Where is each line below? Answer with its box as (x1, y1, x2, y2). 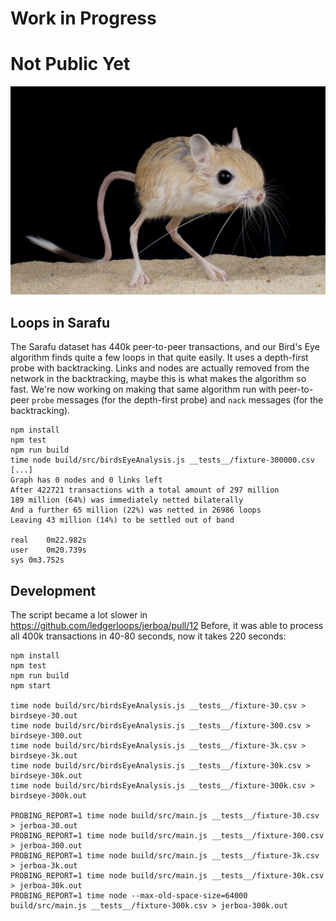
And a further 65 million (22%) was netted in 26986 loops (10, 505, 262, 516)
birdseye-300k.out (10, 790, 87, 801)
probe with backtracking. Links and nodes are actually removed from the (10, 362, 310, 374)
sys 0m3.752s (10, 555, 65, 566)
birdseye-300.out (10, 730, 83, 741)
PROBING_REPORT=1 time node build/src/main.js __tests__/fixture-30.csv (10, 810, 320, 821)
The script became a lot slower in (10, 608, 148, 621)
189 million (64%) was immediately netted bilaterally (10, 495, 244, 506)
